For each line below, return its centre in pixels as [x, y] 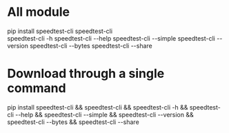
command [37, 89]
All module [39, 12]
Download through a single [86, 74]
